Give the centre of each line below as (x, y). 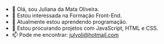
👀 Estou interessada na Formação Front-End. (67, 15)
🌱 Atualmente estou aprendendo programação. (69, 22)
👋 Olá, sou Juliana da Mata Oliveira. (55, 9)
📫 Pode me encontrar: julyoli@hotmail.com (65, 35)
